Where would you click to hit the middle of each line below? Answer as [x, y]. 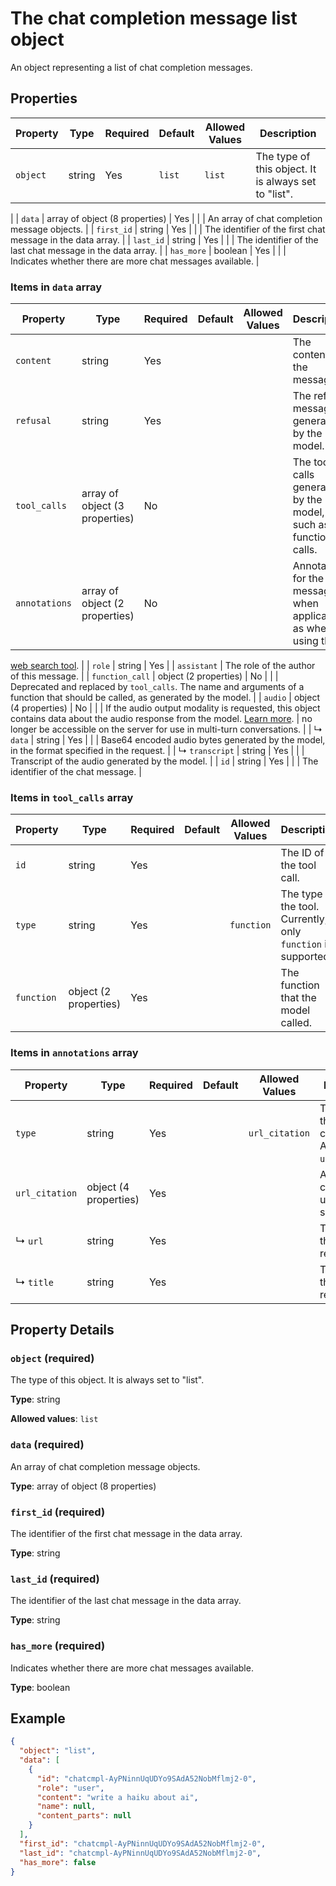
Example [38, 1718]
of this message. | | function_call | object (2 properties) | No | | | [144, 676]
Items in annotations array [74, 1053]
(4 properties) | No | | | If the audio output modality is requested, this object [165, 708]
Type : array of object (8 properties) [83, 1486]
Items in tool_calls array [72, 797]
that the [298, 998]
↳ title [35, 1282]
